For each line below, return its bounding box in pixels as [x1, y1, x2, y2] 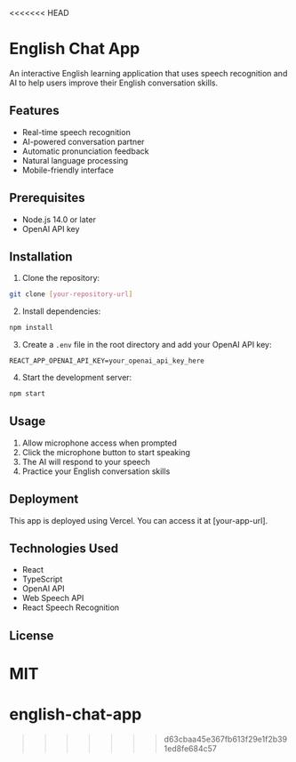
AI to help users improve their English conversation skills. [9, 77, 219, 88]
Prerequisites [9, 190, 85, 205]
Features [9, 103, 60, 118]
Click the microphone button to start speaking [21, 446, 191, 457]
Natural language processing [21, 155, 129, 165]
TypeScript [21, 574, 63, 585]
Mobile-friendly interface [21, 164, 114, 175]
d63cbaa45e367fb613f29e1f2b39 [164, 734, 287, 744]
